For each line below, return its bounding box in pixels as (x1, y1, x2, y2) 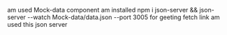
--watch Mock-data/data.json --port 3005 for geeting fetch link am (27, 13, 220, 21)
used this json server (7, 21, 68, 28)
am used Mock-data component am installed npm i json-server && (7, 6, 198, 14)
